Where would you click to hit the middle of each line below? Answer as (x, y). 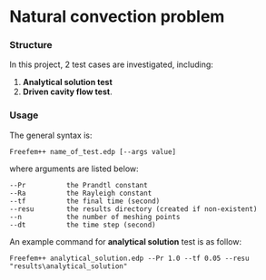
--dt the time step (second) (83, 225)
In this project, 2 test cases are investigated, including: (111, 64)
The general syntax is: (51, 135)
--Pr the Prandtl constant (79, 185)
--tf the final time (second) (85, 201)
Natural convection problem (117, 17)
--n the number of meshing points (95, 217)
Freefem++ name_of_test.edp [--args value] (93, 151)
